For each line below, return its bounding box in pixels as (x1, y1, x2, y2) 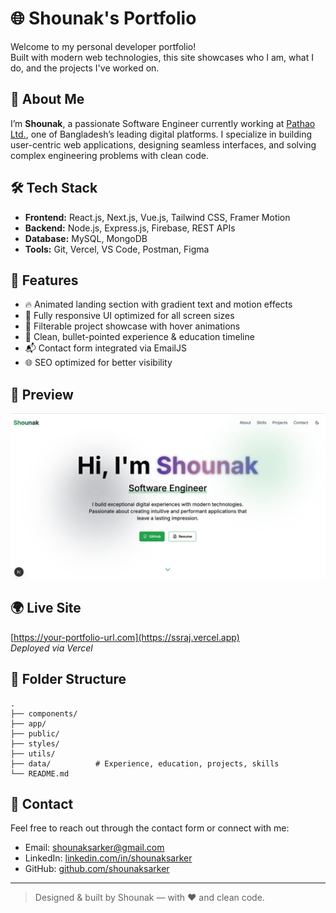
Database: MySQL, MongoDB (24, 232, 148, 244)
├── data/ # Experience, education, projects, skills (10, 758, 280, 769)
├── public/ (10, 728, 60, 739)
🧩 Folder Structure (10, 671, 127, 688)
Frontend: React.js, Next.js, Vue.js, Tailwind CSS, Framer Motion (24, 211, 291, 223)
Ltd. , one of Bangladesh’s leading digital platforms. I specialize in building (10, 128, 313, 140)
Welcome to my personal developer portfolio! (10, 40, 197, 52)
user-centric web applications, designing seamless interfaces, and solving (10, 138, 317, 151)
